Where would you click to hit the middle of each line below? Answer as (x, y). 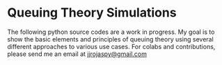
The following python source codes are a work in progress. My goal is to (111, 32)
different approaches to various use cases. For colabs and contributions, (111, 46)
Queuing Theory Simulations (92, 13)
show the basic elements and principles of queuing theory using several (110, 39)
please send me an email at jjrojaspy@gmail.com (77, 54)
